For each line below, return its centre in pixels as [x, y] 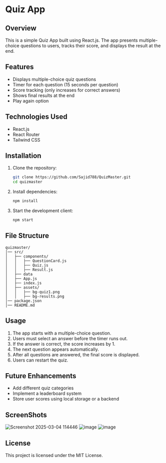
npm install [25, 201]
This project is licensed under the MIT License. [54, 455]
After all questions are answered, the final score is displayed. [76, 354]
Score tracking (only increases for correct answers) [66, 90]
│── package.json [24, 301]
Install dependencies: [35, 192]
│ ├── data [19, 274]
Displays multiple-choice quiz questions [54, 79]
